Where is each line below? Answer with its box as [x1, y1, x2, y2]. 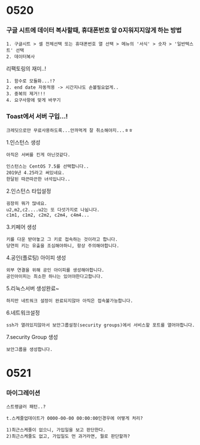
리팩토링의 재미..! [6, 65, 47, 72]
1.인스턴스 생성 [6, 138, 41, 146]
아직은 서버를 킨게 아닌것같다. [6, 152, 71, 158]
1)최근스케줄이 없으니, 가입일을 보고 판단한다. [6, 427, 106, 433]
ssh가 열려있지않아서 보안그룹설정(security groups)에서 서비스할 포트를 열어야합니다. [6, 322, 195, 328]
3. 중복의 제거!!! [6, 91, 46, 97]
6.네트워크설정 [6, 309, 40, 316]
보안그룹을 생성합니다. [6, 346, 53, 352]
